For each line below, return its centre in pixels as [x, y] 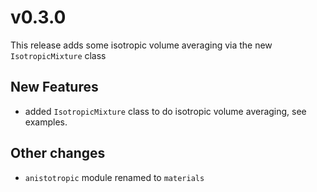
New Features [54, 87]
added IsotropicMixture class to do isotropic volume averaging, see [165, 111]
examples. [46, 122]
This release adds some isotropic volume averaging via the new [141, 45]
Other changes [58, 153]
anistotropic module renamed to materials [114, 177]
